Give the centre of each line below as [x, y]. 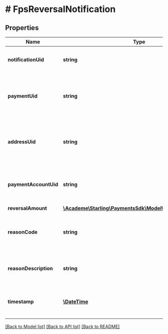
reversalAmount [27, 208]
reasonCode [23, 232]
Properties [22, 28]
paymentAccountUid [33, 184]
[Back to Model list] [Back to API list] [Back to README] [62, 326]
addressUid [22, 142]
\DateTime [75, 302]
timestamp [21, 302]
